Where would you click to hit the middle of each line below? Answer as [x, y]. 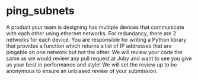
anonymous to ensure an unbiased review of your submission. [82, 71]
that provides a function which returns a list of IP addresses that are [89, 46]
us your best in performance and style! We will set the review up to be [92, 64]
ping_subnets [41, 11]
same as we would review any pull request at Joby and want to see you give [99, 58]
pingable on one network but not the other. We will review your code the [94, 52]
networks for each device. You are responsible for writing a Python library [96, 39]
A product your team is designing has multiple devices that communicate [95, 27]
